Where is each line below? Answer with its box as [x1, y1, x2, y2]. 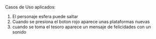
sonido [12, 29, 27, 35]
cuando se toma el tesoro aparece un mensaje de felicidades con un [12, 24, 151, 30]
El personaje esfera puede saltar [12, 14, 78, 19]
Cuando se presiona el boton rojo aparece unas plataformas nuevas [12, 19, 150, 24]
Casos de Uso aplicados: [5, 4, 56, 10]
